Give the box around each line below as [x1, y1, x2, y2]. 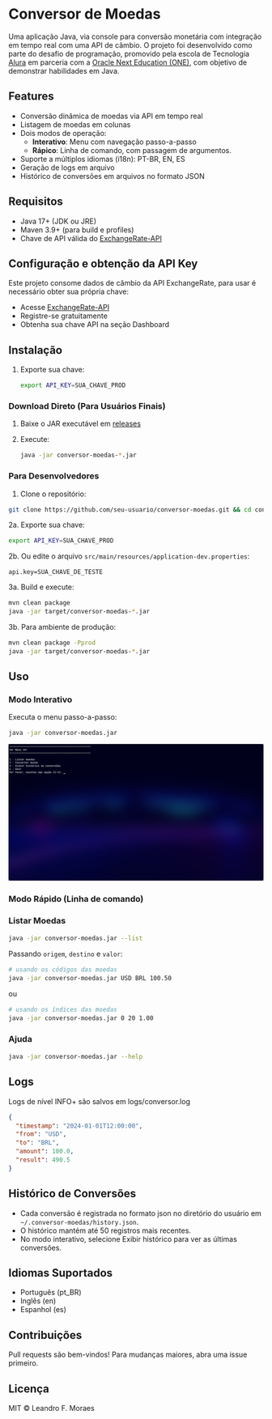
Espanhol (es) [19, 1305, 67, 1315]
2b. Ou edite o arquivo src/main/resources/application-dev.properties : [8, 551, 250, 561]
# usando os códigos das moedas [8, 966, 117, 974]
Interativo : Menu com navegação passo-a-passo [32, 137, 197, 147]
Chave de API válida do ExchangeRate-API [19, 233, 162, 243]
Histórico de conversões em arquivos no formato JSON [19, 171, 205, 181]
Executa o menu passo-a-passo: [8, 712, 117, 722]
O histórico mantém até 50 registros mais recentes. [19, 1226, 192, 1235]
